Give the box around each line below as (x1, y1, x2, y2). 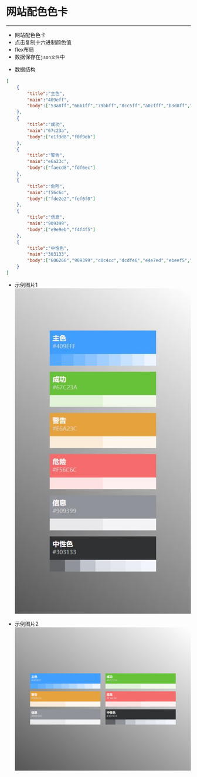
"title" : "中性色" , (27, 245, 69, 251)
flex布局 (14, 46, 34, 53)
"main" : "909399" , (27, 220, 69, 226)
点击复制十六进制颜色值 (14, 39, 72, 46)
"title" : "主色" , (27, 90, 65, 97)
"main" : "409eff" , (27, 97, 69, 103)
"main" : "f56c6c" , (27, 189, 69, 195)
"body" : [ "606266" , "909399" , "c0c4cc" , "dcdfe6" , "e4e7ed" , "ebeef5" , (27, 257, 191, 264)
